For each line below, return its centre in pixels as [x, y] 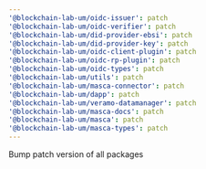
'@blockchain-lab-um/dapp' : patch [74, 94]
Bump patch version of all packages [76, 154]
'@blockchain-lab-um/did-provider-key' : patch [98, 43]
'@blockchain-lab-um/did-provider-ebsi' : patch [101, 35]
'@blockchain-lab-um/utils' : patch [76, 78]
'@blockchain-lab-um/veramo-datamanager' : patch [103, 103]
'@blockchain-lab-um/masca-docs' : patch [87, 111]
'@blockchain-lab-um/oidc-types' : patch [87, 69]
